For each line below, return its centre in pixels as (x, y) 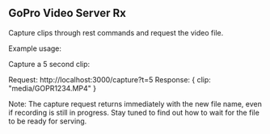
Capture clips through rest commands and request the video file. (116, 32)
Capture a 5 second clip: (49, 64)
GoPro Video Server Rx (67, 13)
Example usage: (35, 48)
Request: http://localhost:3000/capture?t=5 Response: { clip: (110, 79)
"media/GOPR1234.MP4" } (53, 88)
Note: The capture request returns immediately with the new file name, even (135, 103)
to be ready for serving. (48, 121)
